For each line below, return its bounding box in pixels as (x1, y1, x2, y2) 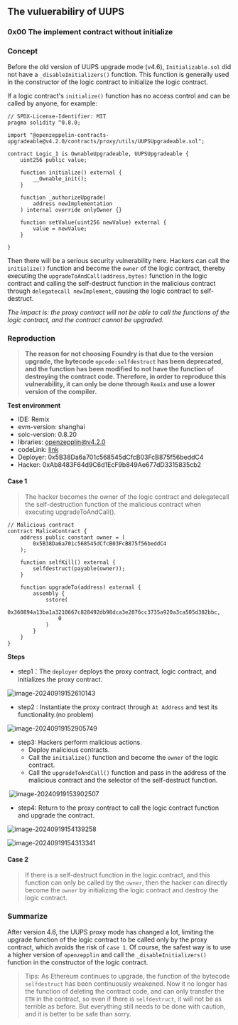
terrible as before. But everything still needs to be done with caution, (24, 1001, 226, 1011)
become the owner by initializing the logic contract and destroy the (24, 886, 219, 895)
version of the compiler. (24, 387, 97, 396)
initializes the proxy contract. (17, 675, 103, 684)
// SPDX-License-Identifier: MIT (7, 113, 107, 120)
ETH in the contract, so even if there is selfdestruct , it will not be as (24, 994, 222, 1003)
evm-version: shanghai (17, 422, 85, 431)
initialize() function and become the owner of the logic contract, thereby (7, 264, 226, 272)
